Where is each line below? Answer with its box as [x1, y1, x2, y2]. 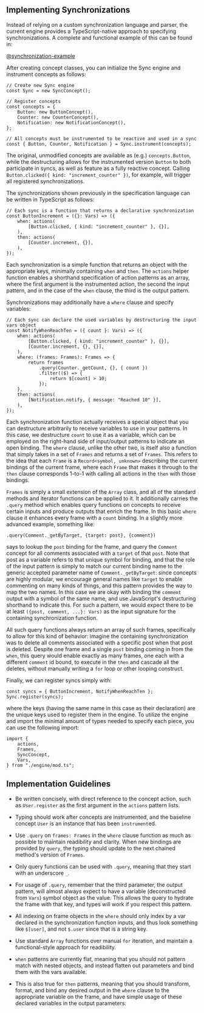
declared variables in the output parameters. [15, 999, 126, 1007]
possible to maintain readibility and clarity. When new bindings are [15, 838, 182, 845]
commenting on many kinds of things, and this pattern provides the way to [6, 582, 192, 589]
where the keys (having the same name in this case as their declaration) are [6, 704, 195, 711]
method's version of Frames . [15, 851, 85, 858]
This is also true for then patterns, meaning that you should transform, [15, 980, 191, 987]
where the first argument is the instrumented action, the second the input [6, 280, 189, 288]
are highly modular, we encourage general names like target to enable [6, 575, 183, 582]
